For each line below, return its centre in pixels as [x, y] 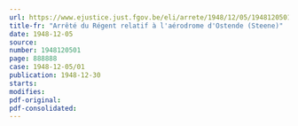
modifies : [27, 91]
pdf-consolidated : [43, 108]
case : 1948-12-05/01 [47, 67]
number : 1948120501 [45, 51]
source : [24, 42]
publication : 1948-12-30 [55, 75]
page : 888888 [33, 59]
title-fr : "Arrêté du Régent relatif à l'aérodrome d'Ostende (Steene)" [146, 26]
